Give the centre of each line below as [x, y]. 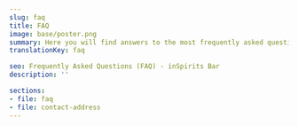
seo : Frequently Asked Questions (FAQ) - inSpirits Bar [114, 67]
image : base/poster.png [53, 34]
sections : [27, 91]
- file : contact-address [55, 107]
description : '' [39, 75]
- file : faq [31, 98]
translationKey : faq [47, 51]
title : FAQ [29, 26]
